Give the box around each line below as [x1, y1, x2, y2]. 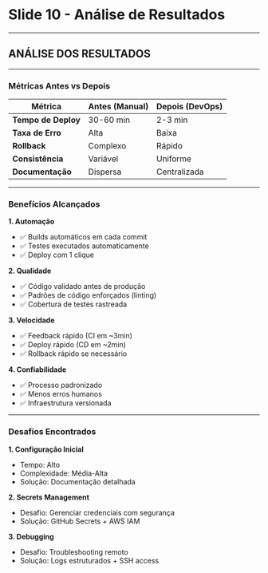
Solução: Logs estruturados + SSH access [19, 555, 160, 565]
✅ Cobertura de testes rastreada [19, 299, 128, 309]
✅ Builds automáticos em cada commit [19, 232, 148, 242]
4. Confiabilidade [8, 365, 67, 374]
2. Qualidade [8, 266, 52, 276]
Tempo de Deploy [12, 114, 81, 125]
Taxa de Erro [12, 128, 61, 139]
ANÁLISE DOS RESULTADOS [8, 47, 152, 61]
